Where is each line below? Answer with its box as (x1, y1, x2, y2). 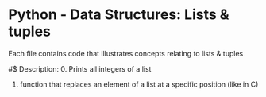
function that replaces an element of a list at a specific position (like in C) (19, 80, 259, 89)
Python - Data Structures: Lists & (8, 6, 229, 24)
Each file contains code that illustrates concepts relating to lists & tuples (8, 48, 244, 58)
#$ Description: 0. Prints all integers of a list (8, 64, 152, 73)
